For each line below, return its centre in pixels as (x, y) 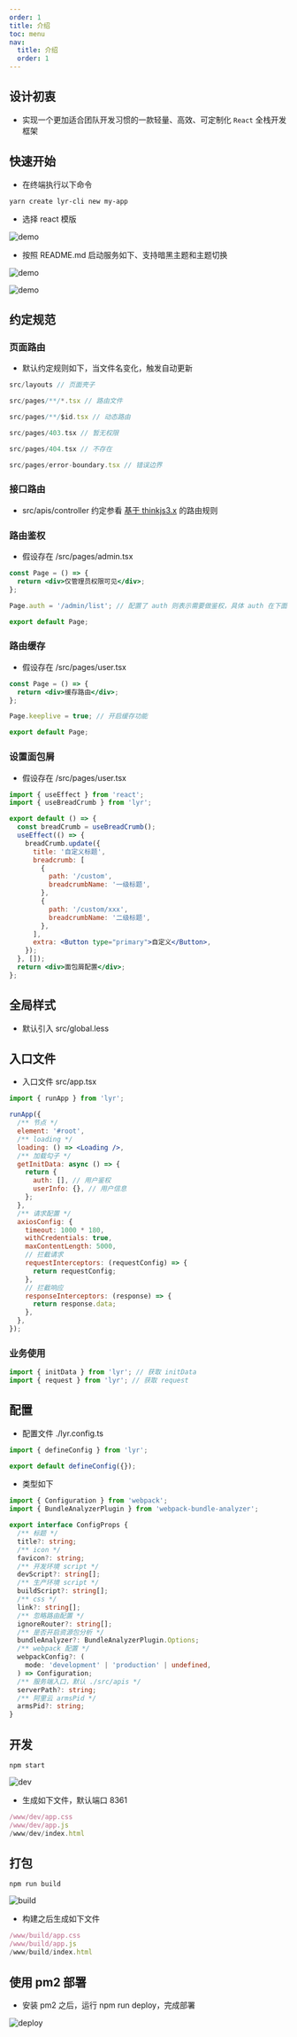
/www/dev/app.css (41, 1817)
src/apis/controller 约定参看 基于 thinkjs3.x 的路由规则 (120, 510)
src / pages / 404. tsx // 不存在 (61, 449)
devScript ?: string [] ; (59, 1574)
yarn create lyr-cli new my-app (69, 201)
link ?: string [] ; (49, 1607)
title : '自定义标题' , (69, 852)
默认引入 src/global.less (65, 1028)
